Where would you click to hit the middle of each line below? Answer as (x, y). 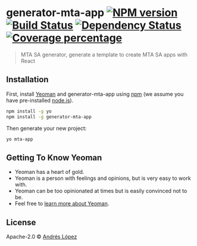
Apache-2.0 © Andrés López (42, 236)
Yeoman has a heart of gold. (49, 172)
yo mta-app (20, 139)
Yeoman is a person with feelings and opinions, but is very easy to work (103, 178)
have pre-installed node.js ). (40, 100)
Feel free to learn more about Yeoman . (62, 204)
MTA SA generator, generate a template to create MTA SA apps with (104, 54)
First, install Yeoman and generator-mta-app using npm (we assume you (95, 94)
